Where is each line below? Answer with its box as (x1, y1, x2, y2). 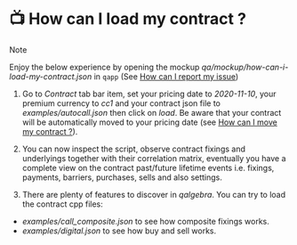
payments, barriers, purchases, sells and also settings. (21, 172, 222, 183)
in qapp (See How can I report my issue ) (93, 70, 239, 82)
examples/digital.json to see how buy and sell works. (21, 225, 217, 236)
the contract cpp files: (21, 199, 104, 209)
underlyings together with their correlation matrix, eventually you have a (21, 152, 286, 163)
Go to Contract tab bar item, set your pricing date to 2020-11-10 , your (21, 88, 277, 99)
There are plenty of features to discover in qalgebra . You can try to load (21, 189, 286, 200)
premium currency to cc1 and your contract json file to (21, 97, 221, 109)
